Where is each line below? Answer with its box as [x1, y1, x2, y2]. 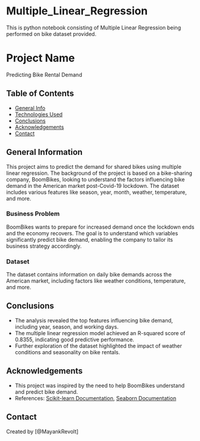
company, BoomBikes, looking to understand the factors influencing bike [6, 175, 185, 183]
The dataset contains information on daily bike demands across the [6, 271, 172, 278]
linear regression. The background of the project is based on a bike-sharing [6, 169, 193, 177]
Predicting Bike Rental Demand [6, 71, 82, 78]
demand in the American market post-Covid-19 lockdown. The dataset [6, 182, 180, 189]
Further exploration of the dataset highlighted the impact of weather [14, 342, 182, 349]
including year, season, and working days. [14, 323, 119, 330]
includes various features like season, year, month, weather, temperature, [6, 188, 187, 196]
